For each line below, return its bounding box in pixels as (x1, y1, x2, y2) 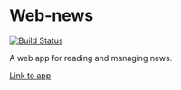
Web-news (9, 5, 94, 26)
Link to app (9, 69, 52, 81)
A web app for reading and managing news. (9, 52, 173, 63)
